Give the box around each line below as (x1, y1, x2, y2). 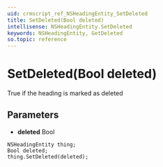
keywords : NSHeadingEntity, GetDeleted (7, 29, 123, 37)
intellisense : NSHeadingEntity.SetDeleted (7, 23, 132, 30)
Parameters (7, 109, 59, 121)
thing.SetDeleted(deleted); (7, 153, 89, 160)
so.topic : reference (7, 36, 68, 43)
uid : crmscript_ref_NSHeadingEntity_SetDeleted (7, 10, 148, 17)
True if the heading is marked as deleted (7, 89, 123, 97)
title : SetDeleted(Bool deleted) (7, 17, 104, 24)
